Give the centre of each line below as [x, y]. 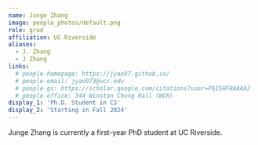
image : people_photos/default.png [65, 23]
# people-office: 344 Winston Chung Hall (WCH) [94, 96]
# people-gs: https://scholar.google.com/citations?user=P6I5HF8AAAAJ [133, 88]
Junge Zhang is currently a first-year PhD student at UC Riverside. [115, 132]
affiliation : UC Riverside [52, 37]
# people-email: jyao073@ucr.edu [70, 81]
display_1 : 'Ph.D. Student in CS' [65, 103]
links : [19, 67]
